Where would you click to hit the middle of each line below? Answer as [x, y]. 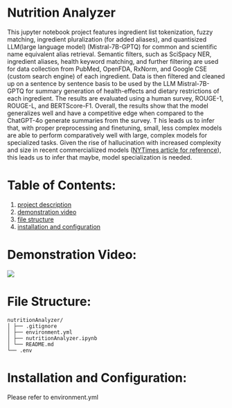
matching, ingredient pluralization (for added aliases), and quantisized [107, 39]
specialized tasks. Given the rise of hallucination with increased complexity [114, 142]
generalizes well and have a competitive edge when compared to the [106, 113]
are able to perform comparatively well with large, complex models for [107, 135]
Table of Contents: [62, 186]
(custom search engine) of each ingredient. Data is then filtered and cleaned [116, 76]
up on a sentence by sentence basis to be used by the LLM [91, 83]
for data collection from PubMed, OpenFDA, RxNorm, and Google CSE [107, 69]
